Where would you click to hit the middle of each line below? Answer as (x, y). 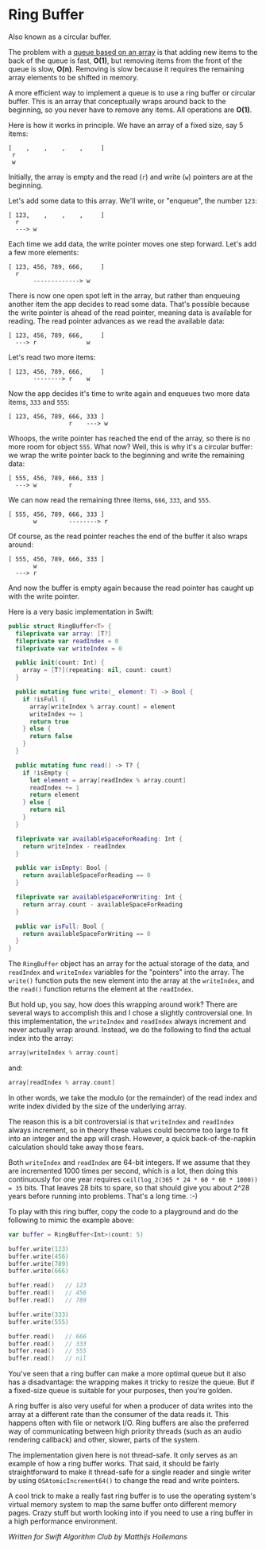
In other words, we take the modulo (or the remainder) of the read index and (133, 1097)
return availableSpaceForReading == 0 (87, 875)
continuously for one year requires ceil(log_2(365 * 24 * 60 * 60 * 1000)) (133, 1179)
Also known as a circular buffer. (60, 37)
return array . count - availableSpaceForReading (102, 904)
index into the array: (41, 1038)
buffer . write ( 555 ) (39, 1322)
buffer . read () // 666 (48, 1336)
